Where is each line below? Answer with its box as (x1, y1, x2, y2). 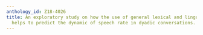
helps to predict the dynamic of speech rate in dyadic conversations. (11, 20, 196, 26)
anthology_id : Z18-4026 (6, 8, 66, 15)
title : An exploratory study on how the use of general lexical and (6, 14, 182, 20)
